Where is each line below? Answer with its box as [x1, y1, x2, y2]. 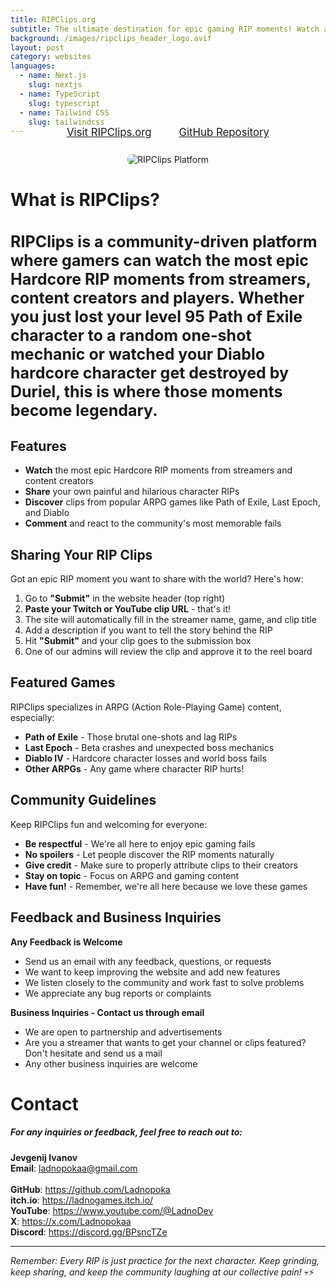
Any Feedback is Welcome [10, 936, 123, 948]
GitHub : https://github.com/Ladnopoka [10, 1183, 171, 1195]
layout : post [10, 42, 65, 53]
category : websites [10, 52, 92, 62]
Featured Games [10, 674, 116, 691]
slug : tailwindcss [28, 117, 105, 127]
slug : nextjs [28, 80, 83, 90]
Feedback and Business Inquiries [10, 909, 222, 926]
